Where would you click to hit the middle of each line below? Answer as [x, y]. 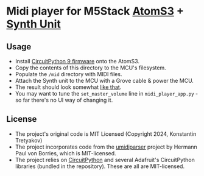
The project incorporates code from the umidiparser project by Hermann [106, 147]
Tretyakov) [29, 140]
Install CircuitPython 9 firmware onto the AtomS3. [77, 61]
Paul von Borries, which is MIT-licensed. [66, 153]
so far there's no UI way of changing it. [64, 100]
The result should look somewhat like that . [68, 87]
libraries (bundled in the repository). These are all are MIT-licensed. [100, 166]
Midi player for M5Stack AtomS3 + [95, 11]
